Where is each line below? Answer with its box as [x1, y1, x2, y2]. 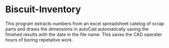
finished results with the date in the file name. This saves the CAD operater [5, 31, 162, 37]
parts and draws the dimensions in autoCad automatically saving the [5, 26, 149, 32]
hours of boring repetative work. [5, 37, 73, 43]
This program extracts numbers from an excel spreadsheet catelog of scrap [5, 20, 164, 27]
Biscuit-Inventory [5, 4, 81, 15]
